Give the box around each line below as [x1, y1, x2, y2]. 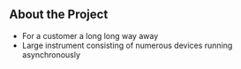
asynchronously [21, 49, 81, 60]
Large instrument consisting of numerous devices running [21, 40, 233, 50]
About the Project [9, 7, 109, 22]
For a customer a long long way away [21, 30, 159, 41]
